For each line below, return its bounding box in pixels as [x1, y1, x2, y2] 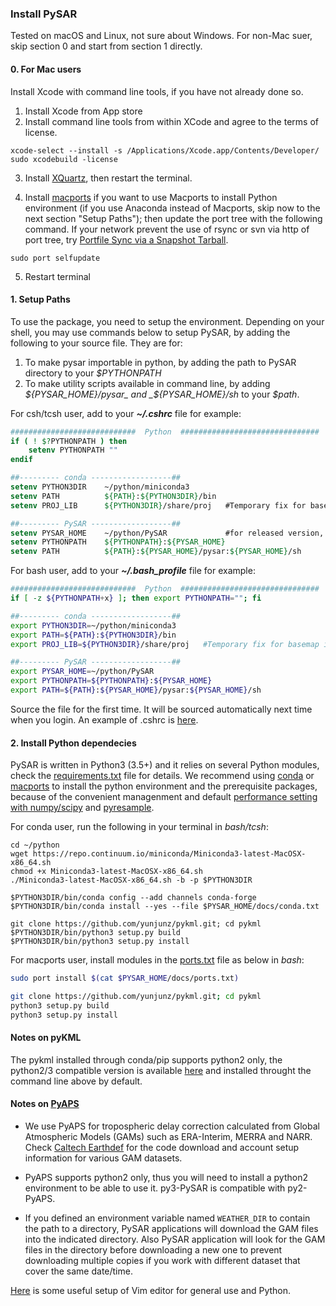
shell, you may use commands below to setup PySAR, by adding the [10, 326, 291, 338]
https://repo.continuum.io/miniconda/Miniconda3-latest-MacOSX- [32, 849, 307, 859]
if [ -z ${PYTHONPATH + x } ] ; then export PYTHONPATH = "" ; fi [10, 593, 262, 604]
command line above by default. [10, 1075, 143, 1087]
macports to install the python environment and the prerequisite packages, [10, 780, 318, 792]
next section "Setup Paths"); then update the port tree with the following [24, 212, 323, 224]
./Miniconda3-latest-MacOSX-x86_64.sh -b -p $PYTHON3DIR [10, 875, 253, 886]
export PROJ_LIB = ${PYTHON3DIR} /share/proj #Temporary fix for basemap [10, 639, 320, 649]
